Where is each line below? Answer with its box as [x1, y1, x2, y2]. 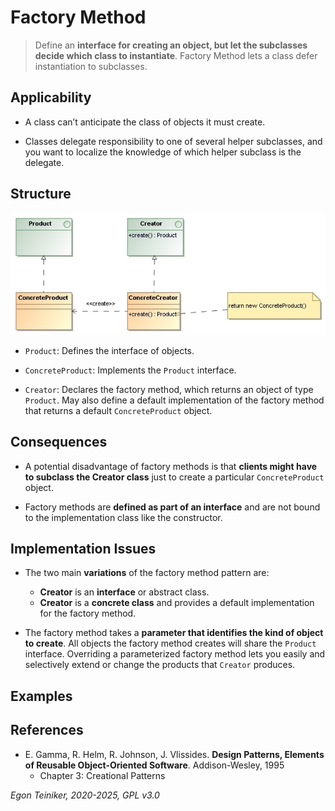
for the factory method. [39, 607, 137, 620]
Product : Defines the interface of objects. [24, 344, 195, 356]
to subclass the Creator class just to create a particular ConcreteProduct [24, 471, 325, 483]
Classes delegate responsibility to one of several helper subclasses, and [24, 135, 323, 147]
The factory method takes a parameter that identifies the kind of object [24, 627, 324, 639]
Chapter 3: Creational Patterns [39, 769, 166, 781]
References [10, 722, 84, 739]
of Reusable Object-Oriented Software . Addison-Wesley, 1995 [24, 759, 285, 771]
